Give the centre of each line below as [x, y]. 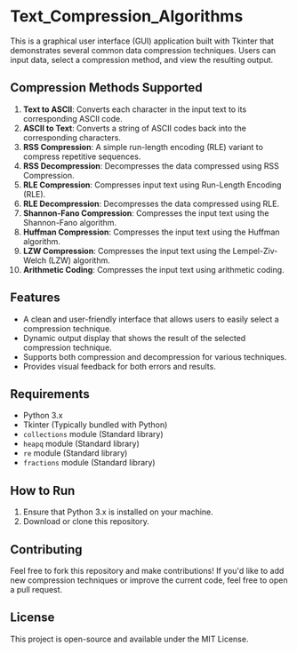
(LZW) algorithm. [79, 260]
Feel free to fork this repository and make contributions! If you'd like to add [147, 571]
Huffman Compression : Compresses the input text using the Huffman [151, 232]
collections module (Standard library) [93, 434]
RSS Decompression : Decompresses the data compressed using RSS [151, 165]
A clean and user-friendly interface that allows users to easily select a [151, 319]
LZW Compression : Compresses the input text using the [127, 251]
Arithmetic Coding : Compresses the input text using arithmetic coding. [153, 269]
